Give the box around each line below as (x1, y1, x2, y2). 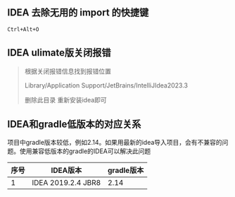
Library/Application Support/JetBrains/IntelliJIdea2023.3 (24, 80, 189, 90)
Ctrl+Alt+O (7, 25, 39, 33)
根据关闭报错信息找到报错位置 (24, 66, 111, 76)
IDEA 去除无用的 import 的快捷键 (7, 6, 149, 19)
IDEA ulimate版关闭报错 (7, 47, 111, 59)
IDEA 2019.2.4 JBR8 (32, 178, 101, 188)
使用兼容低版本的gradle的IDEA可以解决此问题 (19, 147, 151, 155)
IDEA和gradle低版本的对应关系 (7, 119, 141, 131)
